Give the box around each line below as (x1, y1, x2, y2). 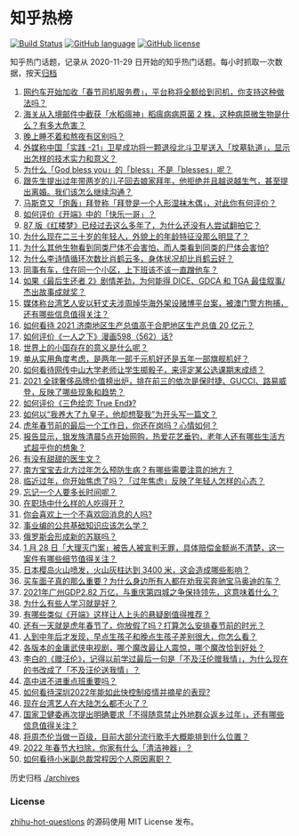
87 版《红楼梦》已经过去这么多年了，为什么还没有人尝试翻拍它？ (22, 220, 262, 230)
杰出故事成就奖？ (22, 286, 86, 297)
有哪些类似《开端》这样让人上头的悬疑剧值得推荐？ (22, 608, 211, 619)
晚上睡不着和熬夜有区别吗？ (22, 131, 125, 141)
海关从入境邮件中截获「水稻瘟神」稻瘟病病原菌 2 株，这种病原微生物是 (22, 109, 283, 119)
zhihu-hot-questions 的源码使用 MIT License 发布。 (10, 816, 199, 827)
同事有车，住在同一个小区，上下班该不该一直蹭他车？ (22, 264, 219, 275)
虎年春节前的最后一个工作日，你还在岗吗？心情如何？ (22, 420, 219, 430)
